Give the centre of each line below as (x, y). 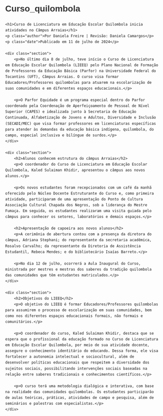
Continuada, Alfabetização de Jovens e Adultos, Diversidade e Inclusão (81, 118)
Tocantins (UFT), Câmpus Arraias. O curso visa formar (62, 77)
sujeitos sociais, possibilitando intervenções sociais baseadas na (76, 368)
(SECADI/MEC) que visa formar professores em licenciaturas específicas (81, 123)
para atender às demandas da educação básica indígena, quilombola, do (80, 129)
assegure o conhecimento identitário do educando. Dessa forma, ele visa (82, 351)
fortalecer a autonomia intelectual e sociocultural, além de (70, 357)
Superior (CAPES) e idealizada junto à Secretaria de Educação (71, 112)
